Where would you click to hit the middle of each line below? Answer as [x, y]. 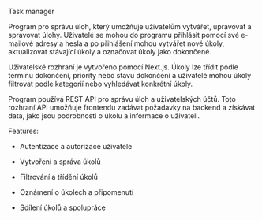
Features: [24, 131]
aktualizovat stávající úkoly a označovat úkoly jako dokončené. [110, 52]
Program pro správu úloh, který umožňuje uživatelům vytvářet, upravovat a [130, 26]
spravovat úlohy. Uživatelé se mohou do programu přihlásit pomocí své [124, 35]
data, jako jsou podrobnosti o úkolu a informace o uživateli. [104, 116]
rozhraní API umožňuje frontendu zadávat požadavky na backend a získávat [132, 107]
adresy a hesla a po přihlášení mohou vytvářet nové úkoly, [130, 43]
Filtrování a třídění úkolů [59, 177]
